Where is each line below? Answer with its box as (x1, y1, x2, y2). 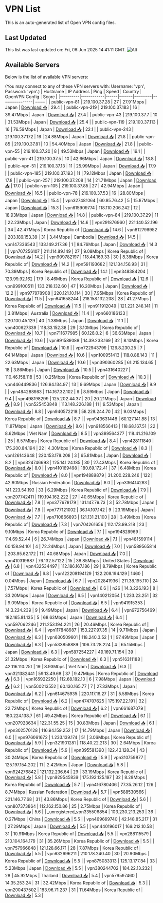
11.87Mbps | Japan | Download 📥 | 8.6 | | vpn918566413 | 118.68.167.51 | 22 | (5, 423, 158, 429)
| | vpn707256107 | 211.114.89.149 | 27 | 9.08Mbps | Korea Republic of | (5, 248, 146, 254)
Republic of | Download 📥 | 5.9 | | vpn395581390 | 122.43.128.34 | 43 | (5, 747, 147, 753)
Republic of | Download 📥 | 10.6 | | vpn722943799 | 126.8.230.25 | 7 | (5, 345, 145, 350)
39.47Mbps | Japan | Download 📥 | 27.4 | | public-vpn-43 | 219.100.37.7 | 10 (5, 111, 158, 118)
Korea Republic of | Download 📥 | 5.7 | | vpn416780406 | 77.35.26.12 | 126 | (5, 781, 157, 787)
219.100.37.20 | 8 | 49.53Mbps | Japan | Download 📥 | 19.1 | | (23, 148, 145, 154)
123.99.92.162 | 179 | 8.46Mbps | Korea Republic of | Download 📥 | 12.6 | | (5, 276, 154, 282)
